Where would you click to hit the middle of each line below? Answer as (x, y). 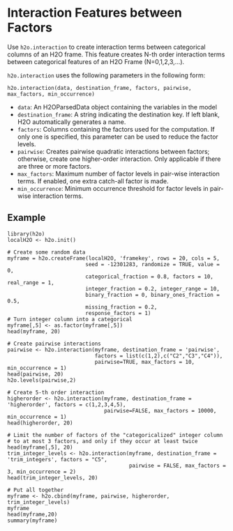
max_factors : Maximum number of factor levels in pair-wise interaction (118, 174)
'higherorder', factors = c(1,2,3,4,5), (67, 405)
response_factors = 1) (118, 313)
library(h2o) (26, 234)
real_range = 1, (31, 283)
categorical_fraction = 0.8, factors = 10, (149, 277)
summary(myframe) (32, 521)
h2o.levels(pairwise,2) (42, 380)
